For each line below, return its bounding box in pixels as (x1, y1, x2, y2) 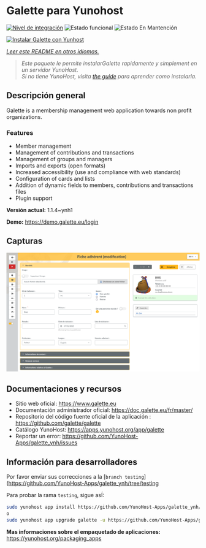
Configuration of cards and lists (15, 175, 95, 183)
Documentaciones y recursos (6, 384, 121, 394)
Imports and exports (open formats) (15, 162, 106, 169)
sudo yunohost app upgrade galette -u (6, 517, 105, 523)
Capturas (6, 236, 43, 246)
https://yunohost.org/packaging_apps (6, 535, 102, 542)
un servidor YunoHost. (21, 66, 78, 74)
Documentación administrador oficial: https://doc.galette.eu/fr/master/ (15, 406, 193, 414)
